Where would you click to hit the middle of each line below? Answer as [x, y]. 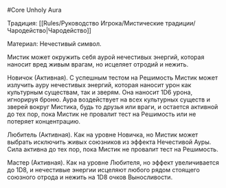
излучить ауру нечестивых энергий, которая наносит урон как [99, 85]
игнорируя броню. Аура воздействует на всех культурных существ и [109, 99]
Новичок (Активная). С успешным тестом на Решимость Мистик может [113, 78]
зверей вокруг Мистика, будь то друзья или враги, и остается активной [113, 107]
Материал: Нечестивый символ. [54, 44]
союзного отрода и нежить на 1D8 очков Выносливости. [90, 177]
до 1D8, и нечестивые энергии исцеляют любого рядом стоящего [104, 170]
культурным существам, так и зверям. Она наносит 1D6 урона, [100, 92]
